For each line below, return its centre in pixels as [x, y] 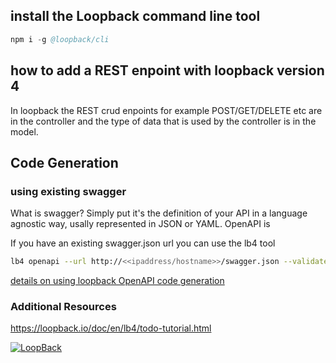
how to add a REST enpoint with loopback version [167, 70]
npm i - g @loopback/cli [60, 39]
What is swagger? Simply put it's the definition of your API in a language [159, 213]
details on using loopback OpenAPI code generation [117, 281]
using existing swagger [68, 191]
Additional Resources [63, 306]
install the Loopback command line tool [135, 16]
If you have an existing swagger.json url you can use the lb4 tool [143, 243]
